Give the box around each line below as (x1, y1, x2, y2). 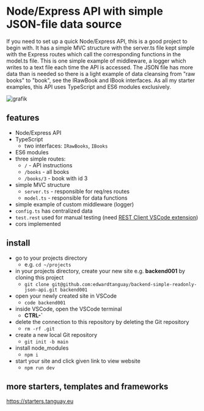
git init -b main (24, 339, 69, 345)
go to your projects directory (15, 254, 87, 262)
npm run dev (24, 364, 55, 371)
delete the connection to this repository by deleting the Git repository (15, 318, 189, 325)
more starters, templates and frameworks (6, 381, 169, 391)
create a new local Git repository (15, 331, 98, 338)
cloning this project (15, 274, 64, 281)
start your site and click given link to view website (15, 357, 140, 364)
